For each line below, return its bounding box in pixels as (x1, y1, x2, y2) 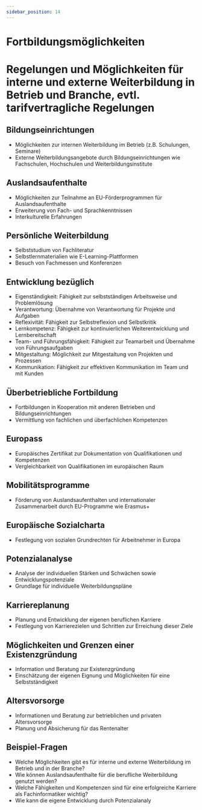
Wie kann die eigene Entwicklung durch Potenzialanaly (14, 797, 152, 804)
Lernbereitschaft (14, 332, 57, 339)
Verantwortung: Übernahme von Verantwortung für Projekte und (14, 306, 175, 313)
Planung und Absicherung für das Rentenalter (14, 724, 129, 731)
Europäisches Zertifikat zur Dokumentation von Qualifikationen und (14, 449, 182, 457)
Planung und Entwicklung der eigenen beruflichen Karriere (14, 616, 161, 623)
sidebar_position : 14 (6, 8, 61, 15)
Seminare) (14, 147, 41, 155)
